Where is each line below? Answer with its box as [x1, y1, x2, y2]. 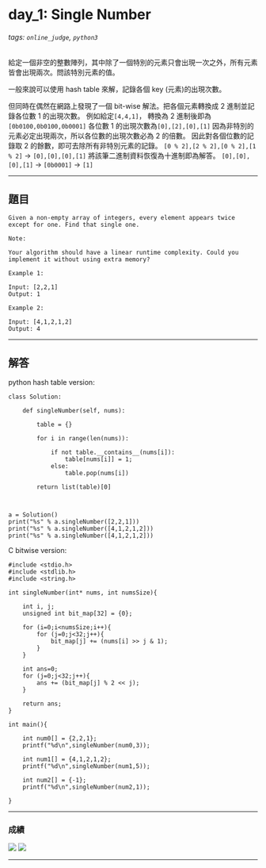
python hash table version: [8, 378, 95, 387]
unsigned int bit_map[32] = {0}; [22, 609, 133, 618]
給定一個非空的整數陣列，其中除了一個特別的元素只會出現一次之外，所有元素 [8, 58, 258, 67]
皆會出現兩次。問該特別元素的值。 [8, 67, 120, 77]
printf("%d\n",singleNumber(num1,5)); [22, 762, 150, 770]
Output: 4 [8, 325, 41, 333]
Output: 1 [8, 290, 41, 298]
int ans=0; [22, 665, 59, 674]
